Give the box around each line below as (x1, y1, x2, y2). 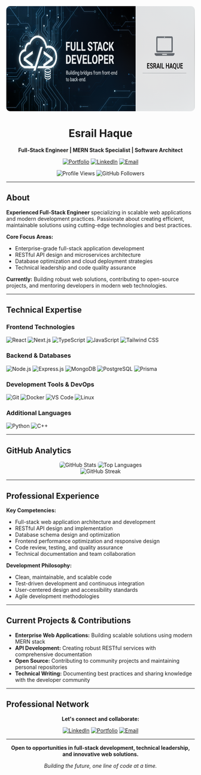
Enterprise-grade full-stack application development (14, 244, 145, 252)
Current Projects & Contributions (6, 615, 131, 626)
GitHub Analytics (6, 445, 72, 456)
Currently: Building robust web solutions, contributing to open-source (6, 276, 179, 283)
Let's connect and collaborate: (62, 715, 139, 722)
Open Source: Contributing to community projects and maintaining (14, 657, 180, 664)
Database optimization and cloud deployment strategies (14, 258, 153, 265)
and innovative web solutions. (62, 750, 139, 758)
